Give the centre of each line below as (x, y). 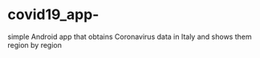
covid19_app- (53, 15)
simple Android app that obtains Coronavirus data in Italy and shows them (130, 37)
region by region (35, 44)
